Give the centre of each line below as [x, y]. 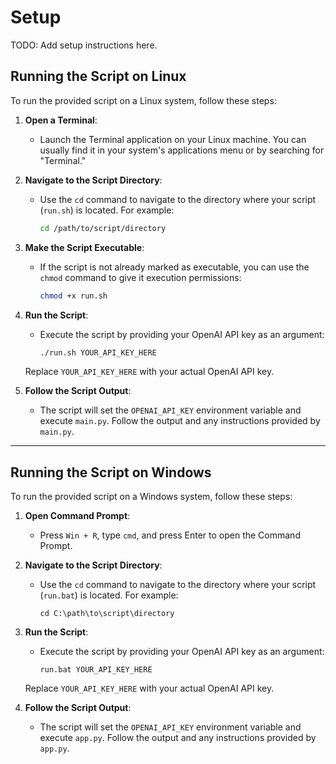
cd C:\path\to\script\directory [107, 614]
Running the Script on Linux [98, 76]
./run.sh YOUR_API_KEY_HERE [98, 352]
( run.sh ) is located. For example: [107, 210]
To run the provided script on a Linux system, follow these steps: [143, 100]
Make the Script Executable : [84, 247]
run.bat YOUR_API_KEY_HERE [96, 670]
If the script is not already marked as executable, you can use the [174, 267]
